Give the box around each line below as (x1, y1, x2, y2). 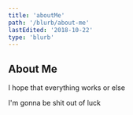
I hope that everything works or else (8, 83, 126, 92)
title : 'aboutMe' (8, 11, 65, 20)
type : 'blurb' (8, 33, 55, 41)
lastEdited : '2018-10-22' (8, 26, 93, 34)
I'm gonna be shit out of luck (8, 99, 101, 108)
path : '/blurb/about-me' (8, 19, 90, 27)
